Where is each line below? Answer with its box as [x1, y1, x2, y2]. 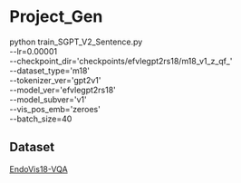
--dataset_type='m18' [9, 65, 91, 76]
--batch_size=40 [9, 113, 72, 124]
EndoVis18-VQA [9, 163, 68, 174]
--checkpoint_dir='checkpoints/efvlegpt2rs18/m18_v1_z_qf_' [9, 55, 233, 66]
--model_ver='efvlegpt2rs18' [9, 84, 116, 95]
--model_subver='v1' [9, 93, 88, 105]
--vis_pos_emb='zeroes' [9, 103, 101, 114]
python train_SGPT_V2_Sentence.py [9, 36, 143, 47]
